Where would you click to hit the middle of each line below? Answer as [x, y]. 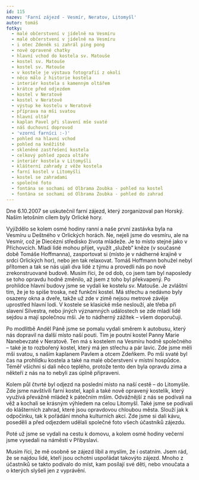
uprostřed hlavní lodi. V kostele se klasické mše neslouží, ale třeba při [91, 304]
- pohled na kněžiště [38, 144]
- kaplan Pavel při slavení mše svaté [60, 122]
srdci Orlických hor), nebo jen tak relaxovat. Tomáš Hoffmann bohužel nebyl [99, 260]
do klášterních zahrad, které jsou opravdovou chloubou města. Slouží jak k [97, 409]
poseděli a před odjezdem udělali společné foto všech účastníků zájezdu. [96, 422]
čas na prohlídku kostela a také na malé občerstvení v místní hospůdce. [94, 360]
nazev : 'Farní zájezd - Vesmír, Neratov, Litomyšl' [71, 17]
